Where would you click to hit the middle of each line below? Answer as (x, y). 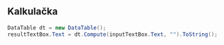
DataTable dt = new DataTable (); (57, 27)
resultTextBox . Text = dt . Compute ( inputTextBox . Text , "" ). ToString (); (113, 34)
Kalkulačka (33, 12)
